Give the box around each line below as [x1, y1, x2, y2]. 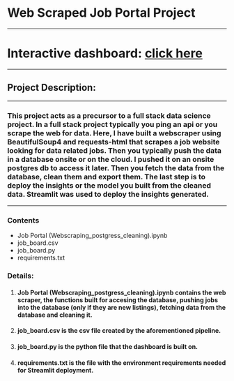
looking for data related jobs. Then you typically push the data [7, 145, 221, 155]
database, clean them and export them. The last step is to [7, 172, 206, 181]
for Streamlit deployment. [17, 366, 94, 374]
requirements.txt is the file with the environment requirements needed [17, 358, 226, 367]
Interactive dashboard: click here [7, 45, 203, 61]
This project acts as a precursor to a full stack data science [7, 110, 211, 120]
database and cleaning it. [17, 311, 93, 319]
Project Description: [7, 82, 96, 94]
